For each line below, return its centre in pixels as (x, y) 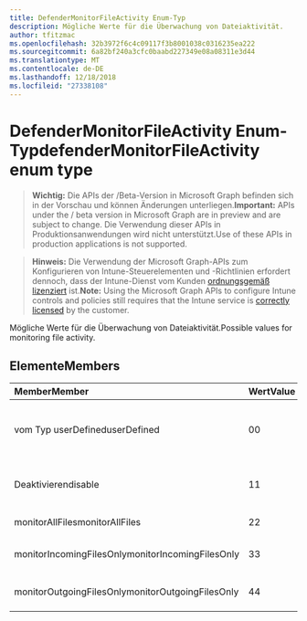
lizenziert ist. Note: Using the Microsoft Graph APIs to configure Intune (164, 290)
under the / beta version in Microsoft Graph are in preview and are (156, 215)
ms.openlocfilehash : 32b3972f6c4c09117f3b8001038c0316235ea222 (132, 43)
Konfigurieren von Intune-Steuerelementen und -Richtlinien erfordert (161, 271)
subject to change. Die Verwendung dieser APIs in (126, 224)
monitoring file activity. (53, 337)
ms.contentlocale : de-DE (57, 69)
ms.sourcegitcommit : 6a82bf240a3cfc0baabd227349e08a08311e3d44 (132, 52)
